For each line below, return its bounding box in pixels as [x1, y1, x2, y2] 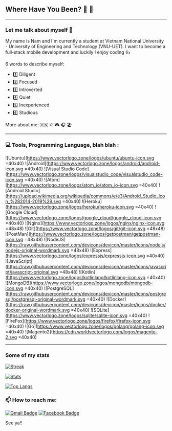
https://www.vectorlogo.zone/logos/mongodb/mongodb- [32, 280, 153, 286]
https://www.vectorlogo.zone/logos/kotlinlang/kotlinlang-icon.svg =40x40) [7, 275, 165, 281]
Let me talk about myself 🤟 [5, 26, 73, 33]
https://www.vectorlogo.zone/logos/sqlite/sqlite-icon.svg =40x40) [7, 312, 147, 319]
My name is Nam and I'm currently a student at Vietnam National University [5, 38, 164, 44]
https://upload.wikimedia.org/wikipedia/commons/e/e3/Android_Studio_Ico [7, 193, 165, 199]
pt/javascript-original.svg [5, 269, 58, 275]
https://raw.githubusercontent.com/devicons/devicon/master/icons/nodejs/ [7, 242, 166, 248]
